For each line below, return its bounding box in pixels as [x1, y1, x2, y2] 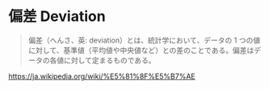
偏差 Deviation [8, 7, 107, 26]
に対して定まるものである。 [63, 55, 156, 65]
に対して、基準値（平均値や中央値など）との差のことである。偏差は [27, 45, 254, 55]
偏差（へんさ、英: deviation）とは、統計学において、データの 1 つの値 [27, 35, 261, 45]
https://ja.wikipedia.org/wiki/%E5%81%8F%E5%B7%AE [8, 71, 195, 81]
